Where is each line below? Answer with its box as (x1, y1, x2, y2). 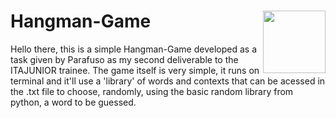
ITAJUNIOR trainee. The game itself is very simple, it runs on (10, 64, 260, 76)
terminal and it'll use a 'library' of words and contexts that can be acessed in (10, 75, 326, 87)
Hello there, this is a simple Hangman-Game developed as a (10, 43, 257, 55)
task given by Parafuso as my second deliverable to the (10, 53, 239, 65)
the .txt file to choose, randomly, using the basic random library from (10, 85, 294, 97)
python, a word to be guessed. (10, 96, 137, 108)
